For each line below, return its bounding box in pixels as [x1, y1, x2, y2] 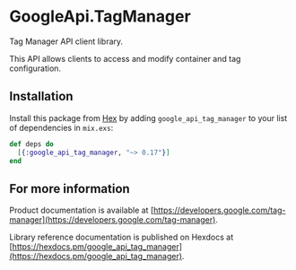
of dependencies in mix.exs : [9, 122, 114, 133]
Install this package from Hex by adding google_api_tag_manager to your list [9, 112, 288, 123]
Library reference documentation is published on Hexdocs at [9, 231, 234, 243]
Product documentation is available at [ [9, 205, 154, 216]
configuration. [9, 63, 61, 74]
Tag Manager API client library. [9, 36, 124, 47]
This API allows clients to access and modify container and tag [9, 53, 241, 64]
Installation [9, 89, 74, 104]
